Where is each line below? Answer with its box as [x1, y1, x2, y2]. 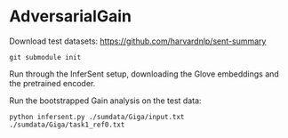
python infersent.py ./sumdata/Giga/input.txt [9, 112, 185, 121]
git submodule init [9, 53, 82, 61]
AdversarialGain [9, 6, 132, 27]
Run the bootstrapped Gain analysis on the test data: [9, 95, 202, 106]
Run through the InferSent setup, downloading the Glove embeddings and [9, 69, 280, 79]
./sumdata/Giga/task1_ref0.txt [9, 120, 125, 129]
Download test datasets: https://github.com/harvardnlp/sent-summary [9, 36, 267, 46]
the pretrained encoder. [9, 77, 96, 88]
